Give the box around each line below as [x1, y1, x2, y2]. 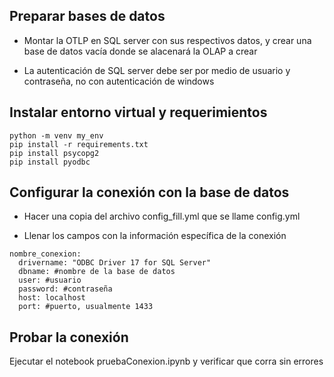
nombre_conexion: [9, 249, 82, 259]
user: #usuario [18, 275, 82, 286]
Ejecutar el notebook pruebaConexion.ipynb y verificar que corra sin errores [9, 355, 324, 368]
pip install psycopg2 [9, 148, 100, 158]
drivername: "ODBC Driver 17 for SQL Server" [18, 258, 212, 268]
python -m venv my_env [9, 130, 104, 141]
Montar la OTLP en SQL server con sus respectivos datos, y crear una [23, 34, 312, 46]
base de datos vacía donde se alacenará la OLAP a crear [23, 45, 258, 57]
